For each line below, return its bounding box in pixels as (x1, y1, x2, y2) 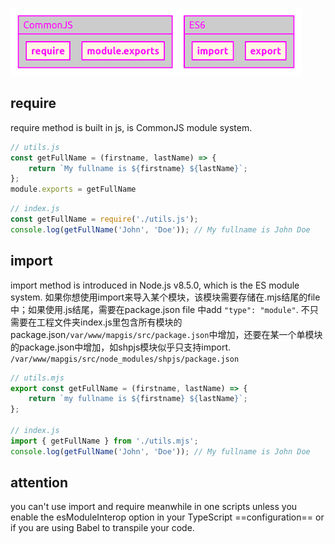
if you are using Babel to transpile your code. (10, 522, 195, 534)
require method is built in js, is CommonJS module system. (10, 121, 253, 133)
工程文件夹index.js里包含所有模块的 (36, 316, 183, 328)
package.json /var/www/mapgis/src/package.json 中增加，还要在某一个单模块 (10, 328, 323, 340)
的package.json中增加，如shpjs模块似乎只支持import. (10, 341, 232, 353)
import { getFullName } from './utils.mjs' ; (10, 436, 199, 446)
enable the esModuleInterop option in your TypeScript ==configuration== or (10, 511, 325, 523)
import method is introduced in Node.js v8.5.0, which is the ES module (10, 279, 300, 291)
